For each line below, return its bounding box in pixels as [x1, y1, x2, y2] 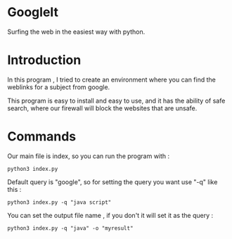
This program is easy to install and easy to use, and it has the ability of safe [7, 96, 226, 105]
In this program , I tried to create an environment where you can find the [7, 75, 216, 84]
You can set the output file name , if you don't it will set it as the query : [7, 211, 214, 219]
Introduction [7, 52, 82, 68]
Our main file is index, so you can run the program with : [7, 152, 170, 160]
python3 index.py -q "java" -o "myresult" [7, 224, 134, 232]
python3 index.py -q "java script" [7, 198, 112, 206]
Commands [7, 129, 77, 145]
